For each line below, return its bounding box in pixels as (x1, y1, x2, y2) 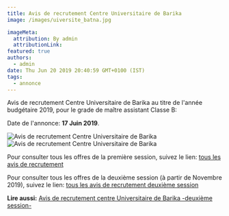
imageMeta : (7, 29, 38, 36)
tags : (7, 73, 23, 80)
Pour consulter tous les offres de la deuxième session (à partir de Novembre (7, 173, 222, 182)
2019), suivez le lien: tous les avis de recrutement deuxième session (7, 181, 199, 189)
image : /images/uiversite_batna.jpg (7, 16, 111, 23)
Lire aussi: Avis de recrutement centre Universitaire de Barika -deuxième (7, 194, 213, 202)
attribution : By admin (13, 35, 78, 42)
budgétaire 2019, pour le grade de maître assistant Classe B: (7, 106, 178, 114)
